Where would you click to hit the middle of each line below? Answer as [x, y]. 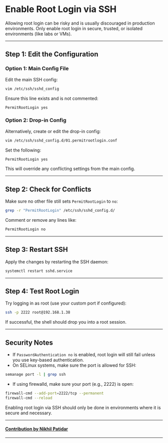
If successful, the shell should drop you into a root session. [66, 322]
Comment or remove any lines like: [41, 220]
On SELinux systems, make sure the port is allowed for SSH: [74, 365]
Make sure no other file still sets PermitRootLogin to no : [61, 201]
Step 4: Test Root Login [42, 291]
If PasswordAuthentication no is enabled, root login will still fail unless [84, 355]
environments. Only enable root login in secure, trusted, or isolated [74, 28]
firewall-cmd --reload [29, 398]
